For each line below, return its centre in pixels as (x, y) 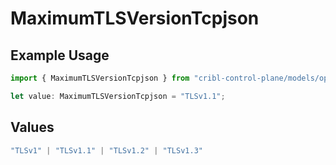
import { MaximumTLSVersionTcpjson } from (100, 78)
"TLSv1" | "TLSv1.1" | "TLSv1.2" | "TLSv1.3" (106, 150)
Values (32, 127)
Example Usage (60, 55)
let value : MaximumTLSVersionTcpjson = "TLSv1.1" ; (118, 96)
